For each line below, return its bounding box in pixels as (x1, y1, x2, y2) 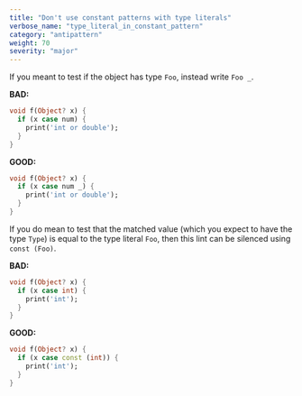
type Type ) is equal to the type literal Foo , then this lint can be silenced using (9, 233, 291, 244)
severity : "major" (9, 47, 78, 56)
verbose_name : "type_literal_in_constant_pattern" (9, 22, 204, 31)
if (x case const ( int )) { (17, 354, 119, 363)
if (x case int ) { (17, 286, 87, 295)
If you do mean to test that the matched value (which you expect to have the (9, 223, 293, 235)
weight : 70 (9, 38, 50, 48)
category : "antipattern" (9, 30, 103, 39)
